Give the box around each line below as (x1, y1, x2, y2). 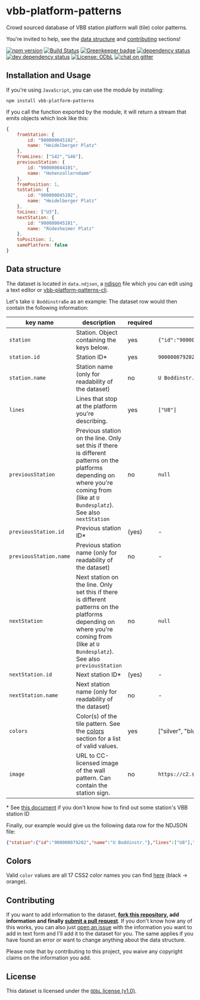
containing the (76, 336, 116, 344)
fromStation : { (17, 131, 55, 137)
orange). (6, 878, 27, 885)
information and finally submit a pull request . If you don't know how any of (6, 917, 192, 924)
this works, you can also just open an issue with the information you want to (6, 924, 192, 931)
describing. (76, 416, 108, 425)
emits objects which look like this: (6, 114, 89, 121)
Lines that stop (76, 394, 118, 403)
